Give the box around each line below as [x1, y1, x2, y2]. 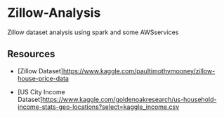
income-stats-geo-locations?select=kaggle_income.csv [17, 103, 180, 111]
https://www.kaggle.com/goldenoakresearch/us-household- [41, 95, 217, 103]
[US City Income [17, 87, 65, 96]
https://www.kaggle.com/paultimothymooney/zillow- [62, 66, 216, 75]
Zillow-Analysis [7, 5, 101, 21]
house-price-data [17, 74, 69, 82]
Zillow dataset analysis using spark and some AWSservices [7, 28, 179, 36]
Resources [7, 48, 55, 60]
